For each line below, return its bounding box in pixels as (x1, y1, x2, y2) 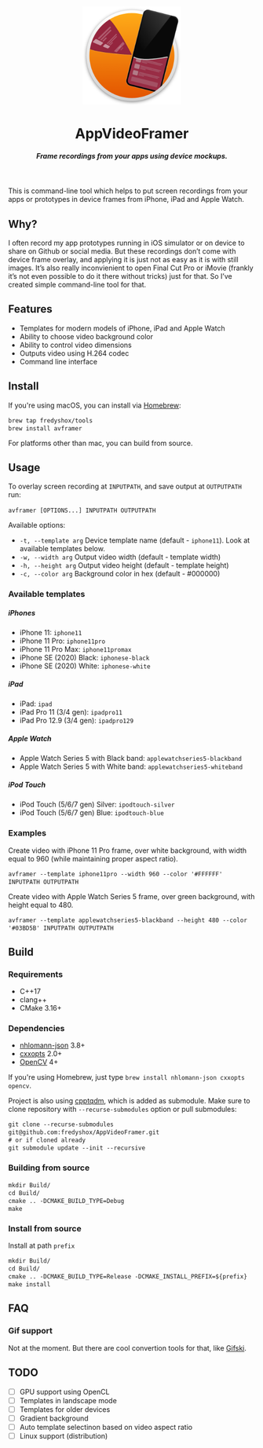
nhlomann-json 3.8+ (19, 1040, 86, 1050)
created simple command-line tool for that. (8, 280, 147, 289)
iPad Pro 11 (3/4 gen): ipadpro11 (19, 708, 123, 717)
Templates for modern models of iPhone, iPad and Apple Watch (19, 324, 225, 333)
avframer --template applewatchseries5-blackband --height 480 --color (8, 916, 247, 924)
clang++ (19, 995, 47, 1004)
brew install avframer (8, 424, 82, 433)
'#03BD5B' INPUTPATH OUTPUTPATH (8, 924, 114, 932)
